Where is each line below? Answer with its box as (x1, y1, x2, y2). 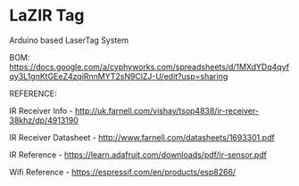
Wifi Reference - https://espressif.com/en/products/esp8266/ (9, 166, 237, 177)
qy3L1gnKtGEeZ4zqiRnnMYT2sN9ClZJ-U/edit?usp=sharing (9, 70, 228, 81)
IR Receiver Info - (9, 105, 73, 116)
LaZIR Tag (9, 5, 85, 26)
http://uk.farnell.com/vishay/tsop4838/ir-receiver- (74, 105, 259, 116)
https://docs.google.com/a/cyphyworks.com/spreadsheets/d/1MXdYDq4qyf (9, 61, 290, 72)
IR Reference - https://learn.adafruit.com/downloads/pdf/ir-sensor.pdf (9, 149, 268, 160)
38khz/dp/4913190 (9, 115, 79, 125)
